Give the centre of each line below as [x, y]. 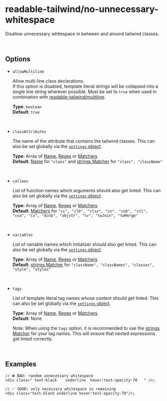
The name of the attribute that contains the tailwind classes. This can [83, 141]
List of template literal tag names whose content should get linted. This [85, 298]
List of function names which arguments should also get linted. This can [86, 190]
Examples [21, 364]
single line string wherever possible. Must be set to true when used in [84, 92]
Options [18, 59]
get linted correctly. [32, 338]
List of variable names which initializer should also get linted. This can [84, 244]
